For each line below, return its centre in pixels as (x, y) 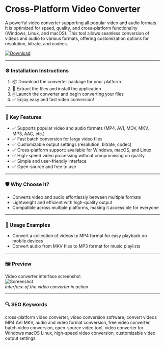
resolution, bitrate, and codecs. (37, 43)
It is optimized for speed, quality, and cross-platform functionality (71, 28)
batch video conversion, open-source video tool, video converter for (74, 328)
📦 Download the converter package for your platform (67, 82)
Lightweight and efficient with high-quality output (62, 202)
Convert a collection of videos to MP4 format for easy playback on (80, 236)
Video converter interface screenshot (43, 277)
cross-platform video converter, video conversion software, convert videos (81, 317)
